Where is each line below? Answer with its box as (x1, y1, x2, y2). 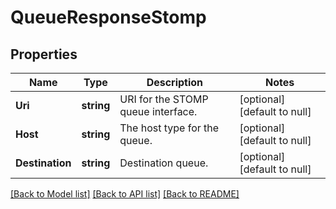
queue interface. (119, 105, 198, 118)
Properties (10, 46, 78, 63)
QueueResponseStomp (10, 6, 207, 29)
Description (146, 76, 204, 89)
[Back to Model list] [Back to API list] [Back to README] (10, 188, 240, 200)
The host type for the (119, 121, 220, 135)
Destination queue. (119, 156, 209, 170)
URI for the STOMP (119, 92, 209, 106)
